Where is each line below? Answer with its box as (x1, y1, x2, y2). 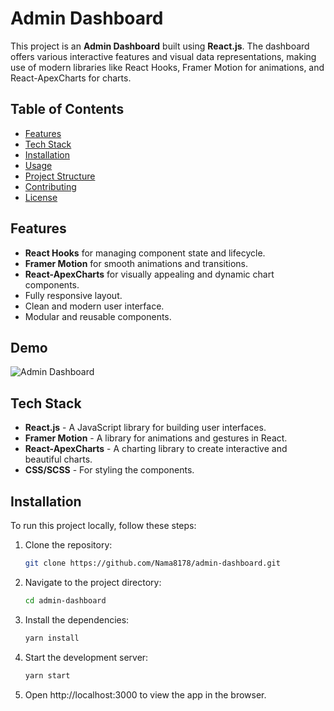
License (24, 191, 58, 203)
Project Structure (24, 170, 96, 182)
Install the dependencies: (24, 613, 130, 626)
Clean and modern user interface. (24, 300, 165, 312)
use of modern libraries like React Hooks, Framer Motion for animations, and (10, 61, 325, 73)
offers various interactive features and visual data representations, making (10, 50, 317, 62)
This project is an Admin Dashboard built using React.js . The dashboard (10, 40, 310, 52)
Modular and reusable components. (24, 310, 172, 322)
